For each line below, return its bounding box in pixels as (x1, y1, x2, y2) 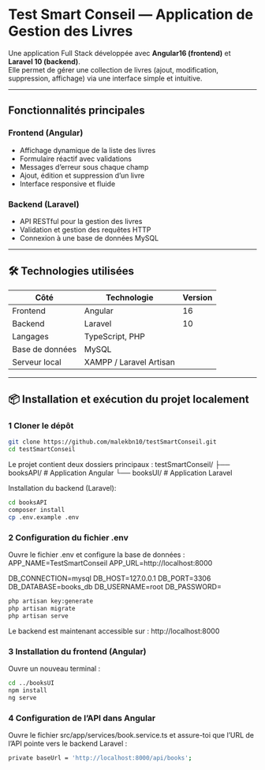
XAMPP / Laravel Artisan (84, 357, 175, 368)
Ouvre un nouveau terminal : (8, 664, 101, 674)
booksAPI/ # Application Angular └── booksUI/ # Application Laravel (8, 468, 233, 478)
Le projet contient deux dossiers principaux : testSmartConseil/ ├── (8, 460, 230, 469)
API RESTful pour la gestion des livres (19, 216, 143, 226)
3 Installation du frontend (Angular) (8, 645, 147, 656)
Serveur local (12, 357, 62, 368)
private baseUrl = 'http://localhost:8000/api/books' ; (8, 753, 192, 762)
